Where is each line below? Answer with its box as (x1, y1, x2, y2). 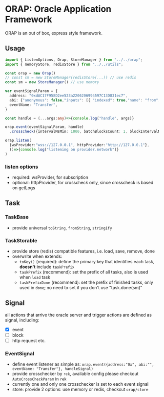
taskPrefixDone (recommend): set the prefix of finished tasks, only (19, 279, 154, 285)
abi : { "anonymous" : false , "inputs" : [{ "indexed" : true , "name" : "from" (9, 98, 159, 102)
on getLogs (12, 185, 36, 191)
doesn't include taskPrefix (19, 264, 75, 270)
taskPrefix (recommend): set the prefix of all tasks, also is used (19, 269, 148, 275)
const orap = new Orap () (5, 71, 56, 75)
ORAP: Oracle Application (5, 3, 112, 15)
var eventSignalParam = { (5, 89, 58, 94)
